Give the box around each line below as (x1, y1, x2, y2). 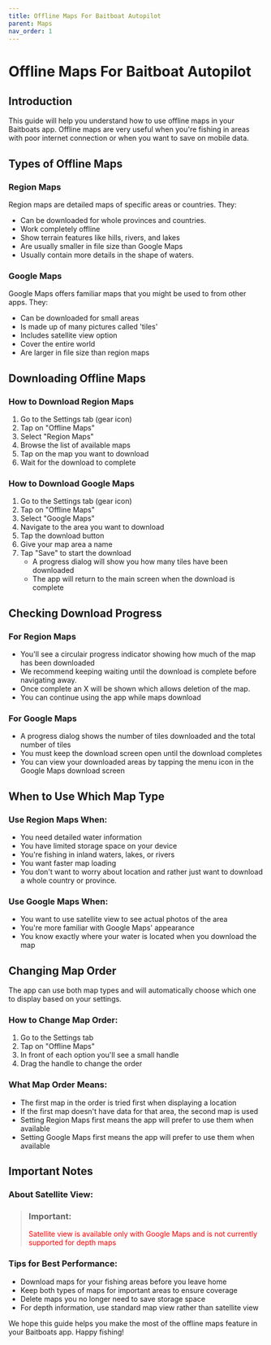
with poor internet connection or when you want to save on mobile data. (8, 133, 249, 143)
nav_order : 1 (8, 27, 53, 35)
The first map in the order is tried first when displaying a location (19, 1098, 237, 1107)
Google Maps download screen (19, 766, 126, 775)
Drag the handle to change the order (19, 1059, 143, 1068)
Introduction (8, 94, 73, 108)
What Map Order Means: (8, 1079, 108, 1090)
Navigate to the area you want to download (19, 522, 165, 532)
